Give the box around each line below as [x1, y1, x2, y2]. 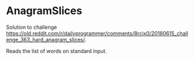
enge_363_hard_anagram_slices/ [6, 36, 85, 43]
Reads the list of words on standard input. [6, 47, 107, 54]
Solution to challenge [6, 24, 57, 31]
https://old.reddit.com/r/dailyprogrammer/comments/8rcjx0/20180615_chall [6, 29, 189, 36]
